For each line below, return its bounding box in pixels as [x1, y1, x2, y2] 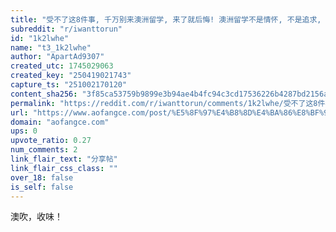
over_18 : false [10, 172, 74, 183]
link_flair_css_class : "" [10, 163, 118, 173]
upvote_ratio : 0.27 [10, 136, 92, 146]
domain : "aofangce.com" [10, 117, 110, 127]
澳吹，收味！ [10, 211, 63, 223]
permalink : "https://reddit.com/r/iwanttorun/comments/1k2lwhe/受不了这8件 [10, 98, 326, 108]
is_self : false [10, 182, 74, 192]
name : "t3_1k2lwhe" [10, 42, 92, 53]
